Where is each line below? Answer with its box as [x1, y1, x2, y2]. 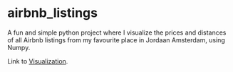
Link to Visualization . [7, 56, 68, 65]
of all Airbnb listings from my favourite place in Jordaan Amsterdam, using [7, 35, 226, 44]
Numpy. [7, 43, 31, 52]
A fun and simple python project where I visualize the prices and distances [7, 28, 227, 37]
